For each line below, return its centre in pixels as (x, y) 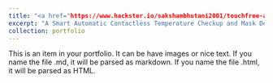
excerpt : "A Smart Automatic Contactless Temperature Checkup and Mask (132, 23)
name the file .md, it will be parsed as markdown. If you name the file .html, (134, 62)
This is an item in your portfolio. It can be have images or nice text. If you (130, 54)
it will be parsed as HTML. (52, 71)
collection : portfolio (47, 31)
